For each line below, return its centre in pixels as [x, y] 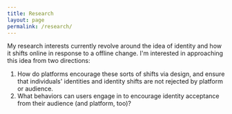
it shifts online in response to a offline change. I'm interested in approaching [115, 53]
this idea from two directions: [49, 61]
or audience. [35, 89]
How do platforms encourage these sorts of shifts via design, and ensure [121, 74]
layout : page [26, 20]
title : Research [30, 13]
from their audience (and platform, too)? [74, 104]
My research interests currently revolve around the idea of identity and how [115, 46]
